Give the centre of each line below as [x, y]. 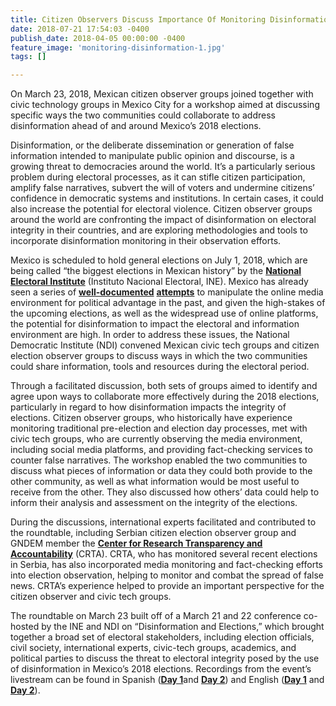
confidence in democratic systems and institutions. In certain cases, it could [167, 198]
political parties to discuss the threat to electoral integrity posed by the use [165, 658]
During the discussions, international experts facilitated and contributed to [163, 522]
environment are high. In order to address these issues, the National [150, 335]
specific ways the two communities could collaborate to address [143, 115]
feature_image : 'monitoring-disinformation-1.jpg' [118, 47]
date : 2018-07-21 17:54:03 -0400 [80, 29]
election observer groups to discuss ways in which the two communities [159, 356]
